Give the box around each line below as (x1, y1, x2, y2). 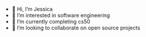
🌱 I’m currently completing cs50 (11, 18, 91, 25)
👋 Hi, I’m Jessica (11, 6, 53, 12)
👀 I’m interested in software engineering (11, 12, 110, 19)
